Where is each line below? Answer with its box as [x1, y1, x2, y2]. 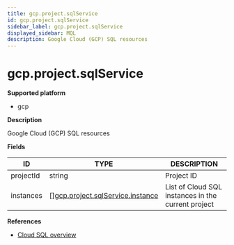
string [49, 171, 68, 180]
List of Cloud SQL [164, 182, 223, 192]
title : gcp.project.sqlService [7, 10, 98, 17]
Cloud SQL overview [17, 230, 77, 239]
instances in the [164, 191, 217, 201]
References [7, 217, 42, 226]
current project [164, 199, 214, 209]
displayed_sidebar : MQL [7, 29, 77, 37]
